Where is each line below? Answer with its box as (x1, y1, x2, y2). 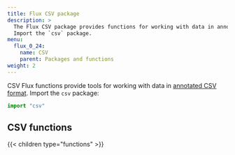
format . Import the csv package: (7, 89, 99, 97)
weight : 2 (7, 62, 36, 69)
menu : (7, 36, 23, 43)
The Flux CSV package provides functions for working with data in (13, 23, 215, 30)
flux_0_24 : (13, 43, 45, 50)
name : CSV (20, 50, 49, 57)
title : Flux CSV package (7, 10, 80, 17)
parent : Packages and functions (20, 56, 114, 63)
